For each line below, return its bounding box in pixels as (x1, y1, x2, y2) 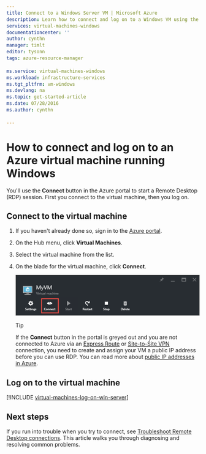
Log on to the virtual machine (6, 377, 121, 388)
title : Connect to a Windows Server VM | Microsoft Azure (6, 10, 158, 16)
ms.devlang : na (6, 88, 45, 94)
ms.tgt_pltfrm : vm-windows (6, 81, 75, 87)
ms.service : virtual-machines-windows (6, 68, 105, 74)
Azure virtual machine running (6, 153, 166, 167)
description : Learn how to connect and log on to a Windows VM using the (6, 16, 199, 23)
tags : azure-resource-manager (6, 55, 84, 61)
